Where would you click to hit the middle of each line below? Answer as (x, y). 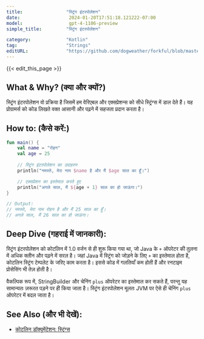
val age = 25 (34, 154)
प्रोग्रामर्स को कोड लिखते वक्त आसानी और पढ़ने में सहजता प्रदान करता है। (75, 109)
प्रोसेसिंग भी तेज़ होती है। (29, 269)
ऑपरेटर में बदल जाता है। (30, 295)
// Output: (20, 204)
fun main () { (23, 142)
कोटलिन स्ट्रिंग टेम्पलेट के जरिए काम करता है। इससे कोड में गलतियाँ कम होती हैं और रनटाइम (94, 262)
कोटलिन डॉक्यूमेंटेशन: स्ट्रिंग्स (42, 329)
